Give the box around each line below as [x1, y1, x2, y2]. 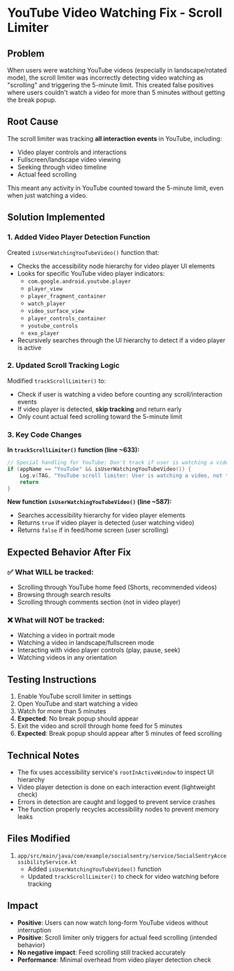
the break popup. [7, 96, 57, 104]
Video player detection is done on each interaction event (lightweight [17, 783, 216, 792]
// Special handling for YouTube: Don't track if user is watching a [7, 459, 214, 466]
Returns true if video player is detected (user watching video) [17, 519, 195, 527]
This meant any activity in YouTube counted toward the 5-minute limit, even [7, 184, 224, 192]
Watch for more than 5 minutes [17, 707, 107, 716]
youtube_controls [27, 323, 79, 329]
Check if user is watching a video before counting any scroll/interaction [17, 390, 223, 399]
